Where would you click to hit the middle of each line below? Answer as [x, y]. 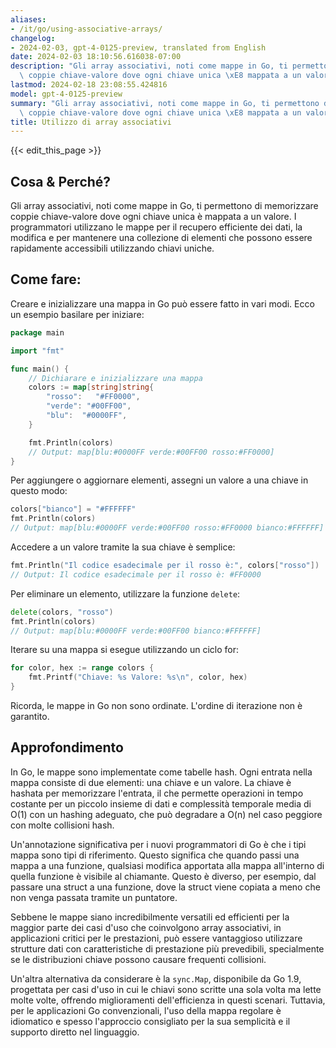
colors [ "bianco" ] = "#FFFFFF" [73, 509]
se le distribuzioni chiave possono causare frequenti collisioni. [138, 959]
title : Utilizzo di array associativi [91, 122]
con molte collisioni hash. [62, 825]
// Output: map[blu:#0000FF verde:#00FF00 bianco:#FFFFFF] [136, 631]
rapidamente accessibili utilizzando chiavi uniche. [112, 248]
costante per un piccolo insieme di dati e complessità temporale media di [161, 803]
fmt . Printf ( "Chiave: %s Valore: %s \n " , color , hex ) [138, 677]
